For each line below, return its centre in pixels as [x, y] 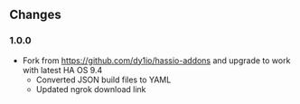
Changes [35, 15]
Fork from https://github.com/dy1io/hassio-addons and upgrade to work [156, 60]
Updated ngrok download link [91, 89]
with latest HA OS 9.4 [62, 70]
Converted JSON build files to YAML [103, 80]
